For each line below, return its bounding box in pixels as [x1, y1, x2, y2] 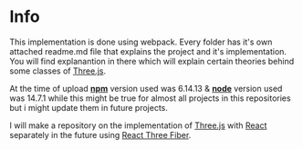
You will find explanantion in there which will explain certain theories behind [9, 55, 295, 66]
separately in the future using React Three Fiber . [9, 129, 192, 140]
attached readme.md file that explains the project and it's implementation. [9, 45, 287, 56]
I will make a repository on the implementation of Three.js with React [9, 120, 267, 131]
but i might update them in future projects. [9, 102, 169, 113]
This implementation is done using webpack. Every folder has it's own [9, 36, 273, 47]
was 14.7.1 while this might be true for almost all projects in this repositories [9, 93, 291, 104]
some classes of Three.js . [9, 65, 107, 76]
